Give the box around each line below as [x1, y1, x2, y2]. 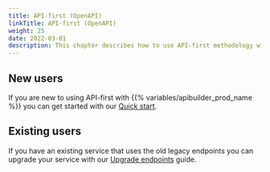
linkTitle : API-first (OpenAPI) [8, 19, 117, 27]
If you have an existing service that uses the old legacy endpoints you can [8, 145, 254, 155]
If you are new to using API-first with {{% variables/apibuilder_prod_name [8, 92, 253, 102]
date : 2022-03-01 [8, 34, 67, 43]
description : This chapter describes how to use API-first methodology [8, 42, 253, 50]
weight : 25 [8, 27, 45, 35]
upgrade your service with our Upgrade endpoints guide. [8, 154, 197, 164]
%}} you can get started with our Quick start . [8, 101, 157, 111]
